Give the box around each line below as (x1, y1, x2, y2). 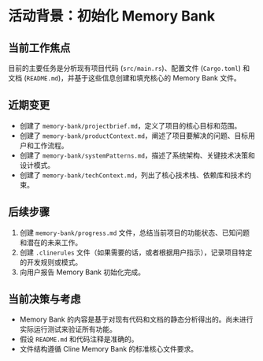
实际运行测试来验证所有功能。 (19, 325, 117, 334)
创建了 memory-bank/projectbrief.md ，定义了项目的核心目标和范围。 (19, 121, 242, 130)
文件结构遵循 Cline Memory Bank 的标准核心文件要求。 (19, 344, 198, 354)
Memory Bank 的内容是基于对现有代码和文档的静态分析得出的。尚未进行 (19, 314, 254, 324)
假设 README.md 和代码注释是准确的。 (19, 334, 139, 344)
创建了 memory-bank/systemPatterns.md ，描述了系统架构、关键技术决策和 (19, 151, 256, 160)
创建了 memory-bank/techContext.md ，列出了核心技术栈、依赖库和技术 (19, 170, 245, 180)
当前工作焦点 (8, 41, 71, 54)
